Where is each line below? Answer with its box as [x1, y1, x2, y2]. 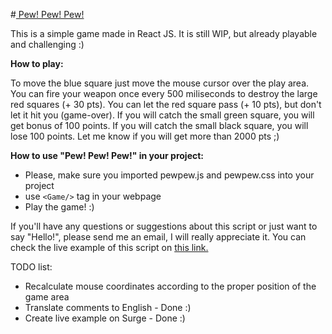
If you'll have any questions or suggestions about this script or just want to [10, 220, 318, 232]
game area [24, 291, 70, 303]
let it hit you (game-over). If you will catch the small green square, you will [10, 109, 315, 121]
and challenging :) [10, 39, 85, 50]
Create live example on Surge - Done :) [24, 312, 186, 324]
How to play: [10, 58, 64, 69]
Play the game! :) [24, 201, 95, 213]
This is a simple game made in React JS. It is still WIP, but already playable [10, 28, 318, 39]
